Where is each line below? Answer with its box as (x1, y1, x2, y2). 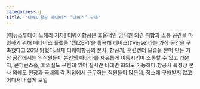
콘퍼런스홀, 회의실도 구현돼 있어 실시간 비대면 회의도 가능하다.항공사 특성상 (14, 61, 188, 69)
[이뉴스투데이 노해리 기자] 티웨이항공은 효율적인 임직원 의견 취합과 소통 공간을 (6, 31, 187, 39)
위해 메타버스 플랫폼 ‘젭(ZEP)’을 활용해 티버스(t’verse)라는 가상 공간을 (21, 39, 185, 46)
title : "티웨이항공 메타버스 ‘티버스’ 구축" (6, 14, 101, 20)
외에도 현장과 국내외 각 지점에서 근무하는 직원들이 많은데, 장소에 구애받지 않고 (12, 69, 193, 76)
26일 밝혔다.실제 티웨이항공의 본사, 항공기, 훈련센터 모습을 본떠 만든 (26, 46, 184, 54)
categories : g (6, 8, 42, 15)
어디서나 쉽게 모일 (6, 76, 48, 84)
